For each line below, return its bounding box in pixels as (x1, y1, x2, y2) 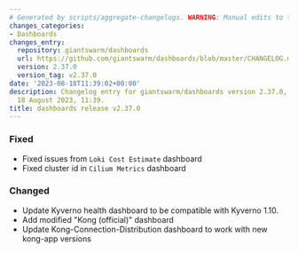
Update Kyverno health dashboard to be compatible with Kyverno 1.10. (21, 205, 279, 216)
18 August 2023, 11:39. (17, 95, 105, 105)
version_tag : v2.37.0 (17, 71, 98, 80)
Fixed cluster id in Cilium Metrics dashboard (21, 162, 186, 173)
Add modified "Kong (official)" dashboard (21, 214, 175, 225)
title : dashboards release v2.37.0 (9, 104, 141, 113)
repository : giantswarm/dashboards (17, 46, 149, 55)
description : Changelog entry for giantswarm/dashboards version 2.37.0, (9, 87, 288, 96)
